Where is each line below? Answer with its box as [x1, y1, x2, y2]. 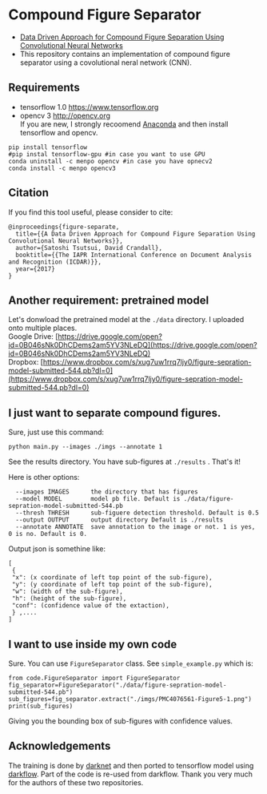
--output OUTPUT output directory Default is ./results [15, 516, 224, 524]
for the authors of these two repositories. [8, 777, 144, 787]
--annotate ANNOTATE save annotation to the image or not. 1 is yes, [15, 523, 256, 531]
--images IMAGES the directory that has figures [15, 488, 198, 496]
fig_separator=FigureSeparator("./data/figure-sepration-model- [8, 681, 227, 689]
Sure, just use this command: [8, 427, 105, 437]
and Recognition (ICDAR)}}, [8, 258, 102, 266]
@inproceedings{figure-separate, [8, 223, 120, 231]
